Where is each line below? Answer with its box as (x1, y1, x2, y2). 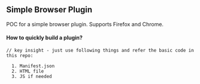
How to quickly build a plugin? (6, 34, 83, 41)
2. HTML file (11, 69, 44, 74)
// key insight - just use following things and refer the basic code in (6, 48, 195, 54)
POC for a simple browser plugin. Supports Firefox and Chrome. (6, 20, 163, 27)
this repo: (6, 53, 34, 59)
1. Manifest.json (11, 63, 55, 69)
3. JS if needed (11, 74, 52, 80)
